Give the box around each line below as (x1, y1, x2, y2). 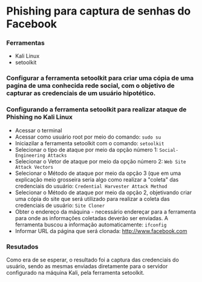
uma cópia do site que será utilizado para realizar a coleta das (15, 195, 171, 202)
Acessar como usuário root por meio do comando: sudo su (15, 133, 161, 140)
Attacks (47, 152, 67, 159)
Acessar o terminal (15, 126, 62, 134)
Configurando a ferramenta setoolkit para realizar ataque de (6, 105, 187, 114)
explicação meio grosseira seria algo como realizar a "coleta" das (15, 175, 179, 183)
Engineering (15, 152, 45, 159)
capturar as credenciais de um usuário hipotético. (6, 89, 156, 97)
